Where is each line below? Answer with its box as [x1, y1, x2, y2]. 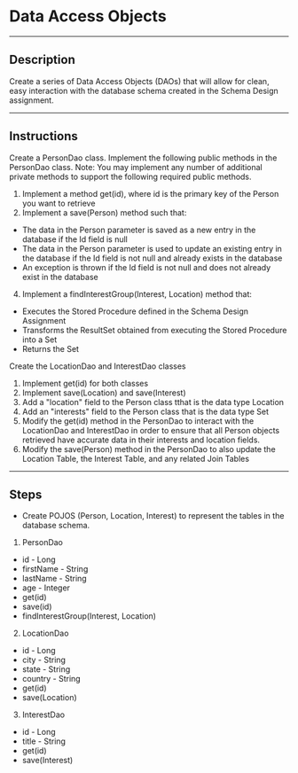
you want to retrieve [21, 198, 96, 208]
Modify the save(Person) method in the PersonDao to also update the [21, 443, 277, 454]
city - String [21, 654, 67, 666]
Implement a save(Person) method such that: [21, 207, 187, 218]
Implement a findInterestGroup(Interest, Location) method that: [21, 288, 253, 299]
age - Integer [21, 582, 71, 593]
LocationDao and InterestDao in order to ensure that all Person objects [21, 425, 280, 435]
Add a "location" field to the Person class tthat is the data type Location [21, 396, 285, 407]
